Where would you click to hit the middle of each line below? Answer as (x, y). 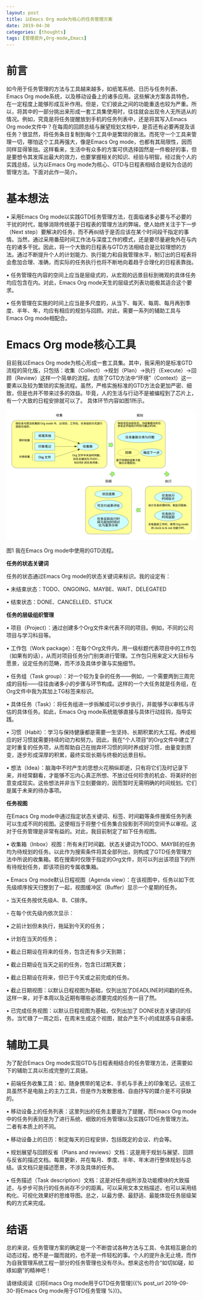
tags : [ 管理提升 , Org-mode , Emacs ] (47, 38)
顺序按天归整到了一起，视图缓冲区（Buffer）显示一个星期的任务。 (98, 888)
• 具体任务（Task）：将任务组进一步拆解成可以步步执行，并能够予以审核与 (98, 704)
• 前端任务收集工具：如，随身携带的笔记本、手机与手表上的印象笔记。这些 (98, 1083)
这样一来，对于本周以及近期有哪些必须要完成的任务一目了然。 (83, 998)
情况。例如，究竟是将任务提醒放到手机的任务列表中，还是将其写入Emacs (97, 119)
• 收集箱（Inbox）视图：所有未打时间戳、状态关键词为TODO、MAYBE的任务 (101, 844)
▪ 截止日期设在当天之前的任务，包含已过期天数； (67, 965)
